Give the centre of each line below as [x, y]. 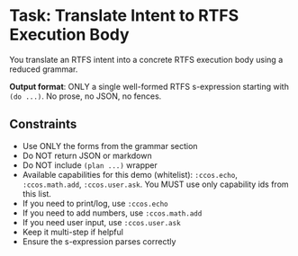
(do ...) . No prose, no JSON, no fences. [86, 96]
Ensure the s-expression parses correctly [99, 241]
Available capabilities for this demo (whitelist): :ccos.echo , [130, 174]
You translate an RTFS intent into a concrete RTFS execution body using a [146, 59]
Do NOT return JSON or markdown [87, 155]
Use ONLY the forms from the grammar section [110, 146]
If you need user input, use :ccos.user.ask [102, 222]
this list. [37, 193]
